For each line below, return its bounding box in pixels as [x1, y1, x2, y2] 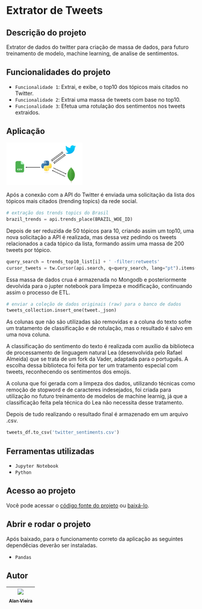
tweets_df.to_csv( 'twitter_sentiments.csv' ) [6, 429, 120, 436]
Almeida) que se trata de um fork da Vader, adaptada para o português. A [6, 355, 188, 363]
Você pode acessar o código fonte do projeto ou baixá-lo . [6, 501, 150, 509]
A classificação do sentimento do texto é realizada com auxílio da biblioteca [6, 343, 194, 350]
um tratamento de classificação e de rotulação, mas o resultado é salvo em [6, 325, 192, 332]
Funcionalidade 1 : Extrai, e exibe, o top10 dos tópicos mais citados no [14, 83, 188, 90]
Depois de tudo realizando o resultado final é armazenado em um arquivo [6, 411, 188, 418]
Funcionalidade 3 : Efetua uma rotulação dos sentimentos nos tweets [14, 102, 185, 109]
